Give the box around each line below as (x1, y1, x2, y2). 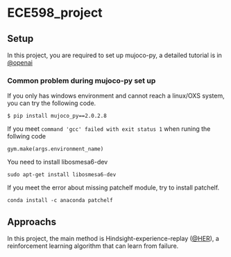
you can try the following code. (7, 99, 96, 107)
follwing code (7, 132, 46, 141)
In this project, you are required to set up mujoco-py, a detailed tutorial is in (7, 51, 222, 59)
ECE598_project (7, 5, 103, 21)
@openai (7, 59, 33, 67)
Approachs (7, 216, 57, 228)
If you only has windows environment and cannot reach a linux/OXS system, (7, 92, 225, 100)
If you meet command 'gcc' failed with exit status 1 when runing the (7, 125, 211, 133)
